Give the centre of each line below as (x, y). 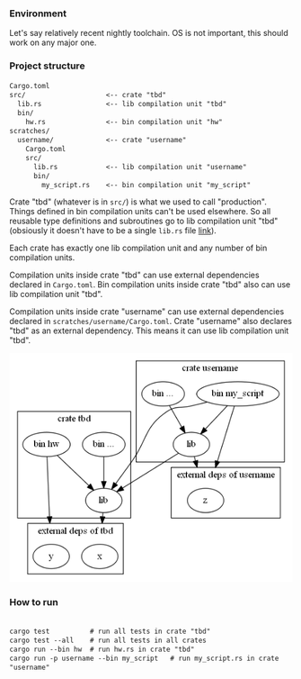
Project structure (47, 66)
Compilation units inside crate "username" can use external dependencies (147, 311)
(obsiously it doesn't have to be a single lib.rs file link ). (113, 230)
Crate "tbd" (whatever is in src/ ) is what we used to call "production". (138, 202)
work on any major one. (53, 42)
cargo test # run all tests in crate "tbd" (110, 631)
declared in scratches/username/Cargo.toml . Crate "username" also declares (150, 321)
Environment (38, 14)
